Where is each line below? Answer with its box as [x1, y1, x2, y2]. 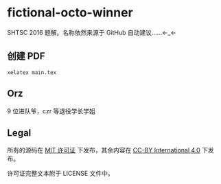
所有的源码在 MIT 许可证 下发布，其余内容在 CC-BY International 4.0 [7, 146, 200, 154]
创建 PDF [7, 50, 46, 62]
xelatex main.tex [7, 69, 57, 76]
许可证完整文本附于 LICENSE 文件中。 [7, 170, 115, 178]
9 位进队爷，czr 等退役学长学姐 [7, 106, 96, 115]
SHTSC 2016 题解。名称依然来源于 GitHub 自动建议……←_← [7, 28, 177, 36]
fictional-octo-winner [7, 5, 134, 21]
